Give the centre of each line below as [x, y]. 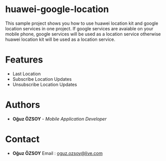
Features [24, 60]
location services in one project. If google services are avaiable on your [79, 28]
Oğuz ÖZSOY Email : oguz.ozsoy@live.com [58, 153]
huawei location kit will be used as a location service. [60, 39]
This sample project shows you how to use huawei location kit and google [82, 23]
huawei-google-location [57, 9]
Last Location [27, 74]
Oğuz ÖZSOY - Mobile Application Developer [59, 119]
